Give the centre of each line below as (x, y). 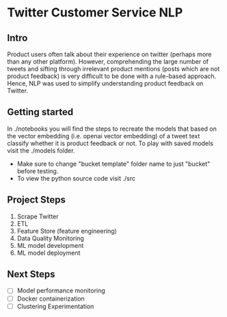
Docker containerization (51, 299)
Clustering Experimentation (55, 306)
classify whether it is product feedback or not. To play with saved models (110, 143)
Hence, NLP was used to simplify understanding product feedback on (105, 83)
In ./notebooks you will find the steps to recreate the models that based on (112, 129)
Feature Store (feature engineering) (67, 231)
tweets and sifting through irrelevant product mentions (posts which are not (113, 69)
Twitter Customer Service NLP (95, 13)
